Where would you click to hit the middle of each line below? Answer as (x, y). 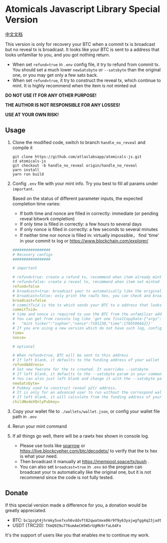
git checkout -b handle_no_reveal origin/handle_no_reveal (75, 166)
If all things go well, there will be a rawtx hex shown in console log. (81, 436)
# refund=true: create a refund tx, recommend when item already (81, 277)
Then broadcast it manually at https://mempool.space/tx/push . (84, 461)
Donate (17, 493)
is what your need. (39, 456)
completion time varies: (36, 203)
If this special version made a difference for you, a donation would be (76, 505)
